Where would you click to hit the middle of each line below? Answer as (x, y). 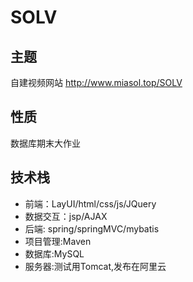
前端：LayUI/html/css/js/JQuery (90, 203)
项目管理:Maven (58, 241)
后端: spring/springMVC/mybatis (92, 228)
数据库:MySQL (54, 253)
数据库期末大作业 (45, 143)
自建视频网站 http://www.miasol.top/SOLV (96, 82)
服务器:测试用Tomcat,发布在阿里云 (95, 266)
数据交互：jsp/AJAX (66, 216)
